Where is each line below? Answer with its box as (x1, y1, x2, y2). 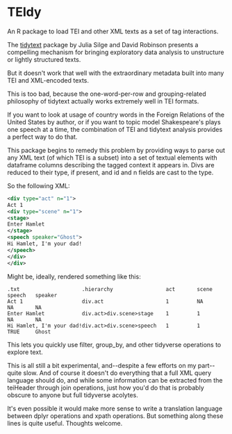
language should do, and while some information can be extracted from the (7, 376, 223, 384)
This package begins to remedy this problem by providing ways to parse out (7, 146, 226, 154)
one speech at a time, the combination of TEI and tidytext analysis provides (7, 125, 223, 133)
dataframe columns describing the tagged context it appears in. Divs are (7, 160, 215, 169)
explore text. (7, 348, 43, 356)
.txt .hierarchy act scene (7, 285, 213, 292)
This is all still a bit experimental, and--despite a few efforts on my (7, 361, 197, 369)
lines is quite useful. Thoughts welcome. (7, 419, 123, 427)
